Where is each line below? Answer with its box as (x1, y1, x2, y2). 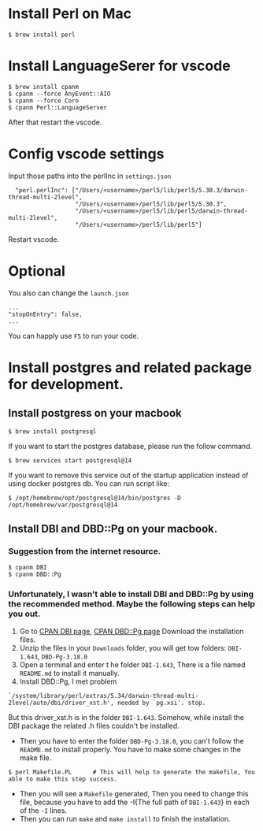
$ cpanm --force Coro (8, 96, 80, 105)
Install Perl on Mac (8, 5, 132, 23)
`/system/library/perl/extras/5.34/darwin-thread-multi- (8, 692, 199, 699)
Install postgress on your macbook (8, 406, 183, 420)
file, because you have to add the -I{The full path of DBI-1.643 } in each (19, 797, 250, 807)
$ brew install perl (8, 31, 76, 39)
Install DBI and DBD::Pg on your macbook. (8, 522, 218, 536)
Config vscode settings (8, 145, 165, 163)
